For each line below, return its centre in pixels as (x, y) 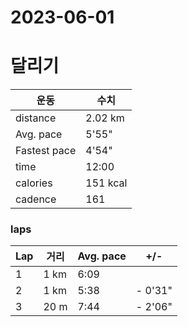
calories (34, 183)
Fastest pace (46, 151)
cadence (36, 199)
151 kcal (106, 183)
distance (36, 118)
